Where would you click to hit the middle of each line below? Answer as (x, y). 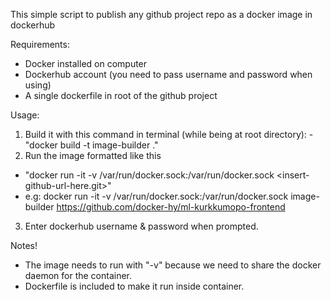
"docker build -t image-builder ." (91, 145)
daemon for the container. (78, 275)
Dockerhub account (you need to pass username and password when (168, 74)
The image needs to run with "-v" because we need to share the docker (173, 265)
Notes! (24, 245)
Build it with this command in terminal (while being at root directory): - (169, 134)
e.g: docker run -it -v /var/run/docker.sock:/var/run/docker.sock (156, 196)
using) (38, 85)
